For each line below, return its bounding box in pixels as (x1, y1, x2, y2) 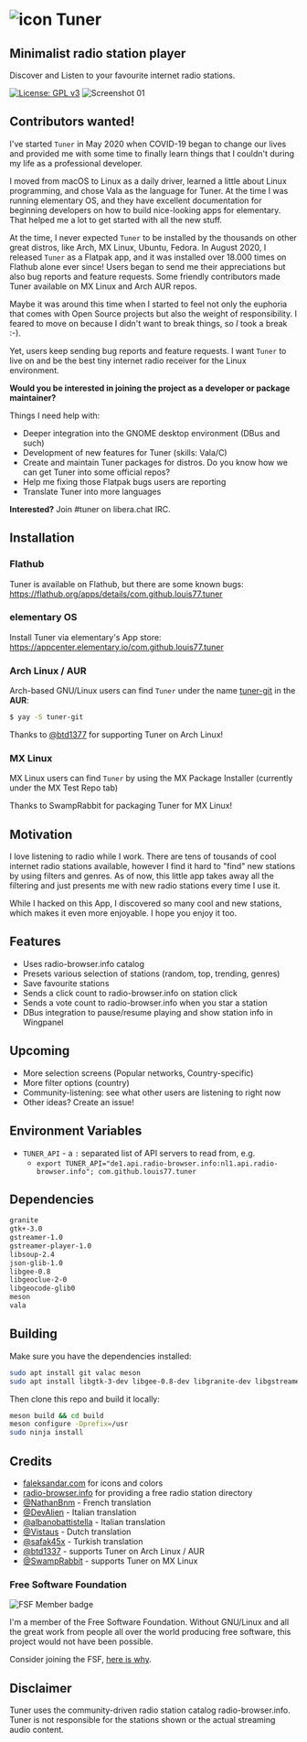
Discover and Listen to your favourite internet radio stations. (9, 70, 236, 81)
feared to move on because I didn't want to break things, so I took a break (9, 317, 288, 328)
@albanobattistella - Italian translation (22, 1516, 166, 1527)
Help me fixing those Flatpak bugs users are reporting (22, 476, 227, 487)
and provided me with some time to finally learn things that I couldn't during (9, 147, 295, 159)
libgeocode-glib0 (9, 1284, 76, 1294)
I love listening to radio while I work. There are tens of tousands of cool (9, 851, 277, 862)
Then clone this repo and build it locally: (9, 1393, 160, 1404)
